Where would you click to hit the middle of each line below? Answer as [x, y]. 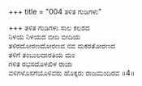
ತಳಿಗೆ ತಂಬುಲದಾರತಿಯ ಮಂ [42, 55]
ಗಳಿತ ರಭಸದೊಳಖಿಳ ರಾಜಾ [41, 64]
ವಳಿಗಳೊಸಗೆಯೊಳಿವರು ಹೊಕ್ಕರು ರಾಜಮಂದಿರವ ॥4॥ [72, 73]
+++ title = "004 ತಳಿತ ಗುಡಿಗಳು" [55, 12]
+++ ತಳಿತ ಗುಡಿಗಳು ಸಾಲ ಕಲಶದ [49, 28]
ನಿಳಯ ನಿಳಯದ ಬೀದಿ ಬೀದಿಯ [45, 37]
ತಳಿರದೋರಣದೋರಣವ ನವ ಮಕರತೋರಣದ [62, 46]
